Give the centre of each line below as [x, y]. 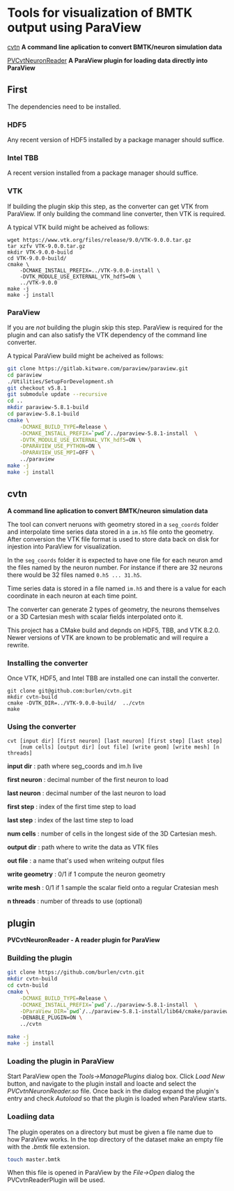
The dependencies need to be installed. [64, 107]
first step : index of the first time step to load [72, 807]
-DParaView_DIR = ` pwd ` [51, 1011]
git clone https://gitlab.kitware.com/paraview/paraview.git [98, 368]
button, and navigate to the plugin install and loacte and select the [102, 1084]
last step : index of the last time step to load [70, 820]
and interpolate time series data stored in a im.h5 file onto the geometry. [111, 532]
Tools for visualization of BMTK [100, 13]
